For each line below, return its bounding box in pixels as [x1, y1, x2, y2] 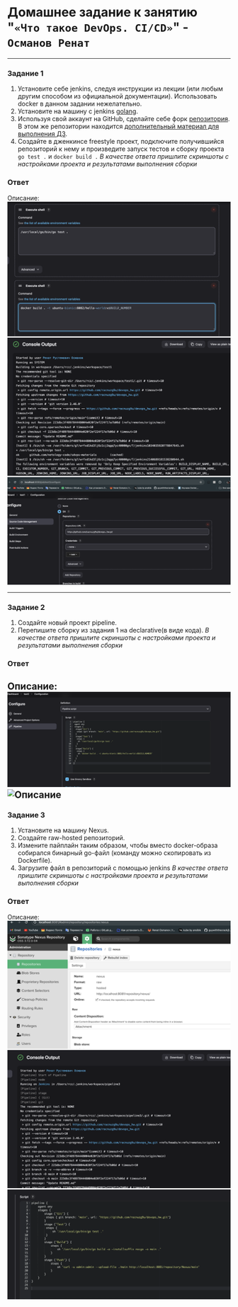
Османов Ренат [7, 37, 91, 50]
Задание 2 [7, 602, 45, 612]
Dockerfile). [17, 856, 52, 865]
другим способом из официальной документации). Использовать [17, 92, 217, 101]
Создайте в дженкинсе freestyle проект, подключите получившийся [17, 137, 225, 146]
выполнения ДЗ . [17, 130, 68, 138]
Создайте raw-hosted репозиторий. [17, 834, 125, 842]
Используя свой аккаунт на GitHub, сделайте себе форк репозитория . [17, 115, 230, 123]
